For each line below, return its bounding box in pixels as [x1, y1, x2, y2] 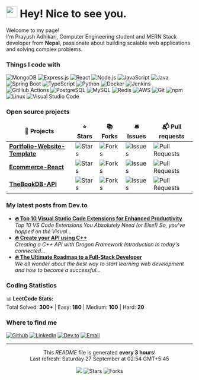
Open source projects [6, 107, 70, 116]
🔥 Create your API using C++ [14, 234, 88, 241]
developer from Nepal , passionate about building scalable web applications [6, 39, 191, 46]
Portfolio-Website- [9, 142, 66, 150]
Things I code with [6, 60, 60, 68]
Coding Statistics [6, 281, 57, 289]
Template [9, 149, 37, 157]
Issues [127, 132, 146, 140]
